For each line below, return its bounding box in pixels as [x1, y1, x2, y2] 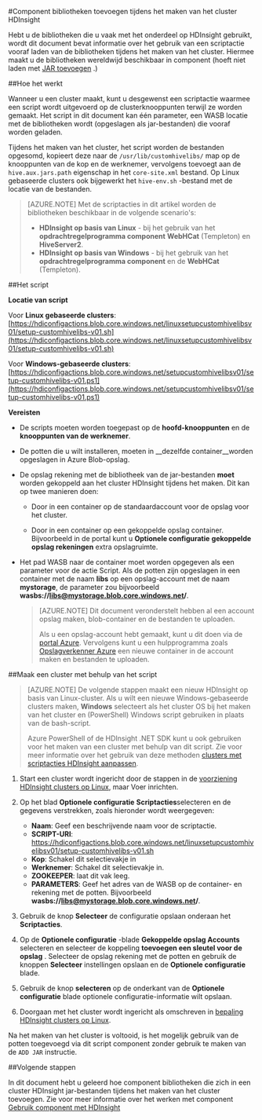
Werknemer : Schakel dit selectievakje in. [31, 863, 165, 872]
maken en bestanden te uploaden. [38, 655, 150, 664]
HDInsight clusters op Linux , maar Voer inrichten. [19, 782, 179, 792]
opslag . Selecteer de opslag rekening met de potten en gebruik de [19, 952, 237, 961]
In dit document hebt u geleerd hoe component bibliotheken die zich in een [8, 1078, 251, 1087]
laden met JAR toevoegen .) [8, 64, 98, 73]
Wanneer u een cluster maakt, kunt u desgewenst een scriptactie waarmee [8, 94, 251, 103]
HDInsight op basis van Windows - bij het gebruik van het [38, 248, 229, 258]
